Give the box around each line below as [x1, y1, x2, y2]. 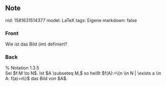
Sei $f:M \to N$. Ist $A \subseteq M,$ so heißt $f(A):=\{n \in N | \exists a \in [5, 70, 161, 76]
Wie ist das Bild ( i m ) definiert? [5, 41, 67, 47]
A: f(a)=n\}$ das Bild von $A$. [5, 75, 68, 81]
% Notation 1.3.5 [5, 65, 39, 71]
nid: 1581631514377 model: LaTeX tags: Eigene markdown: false [5, 17, 137, 23]
